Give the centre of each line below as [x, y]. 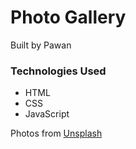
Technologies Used [58, 71]
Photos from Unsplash [56, 133]
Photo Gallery [68, 17]
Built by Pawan [41, 45]
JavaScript [47, 114]
